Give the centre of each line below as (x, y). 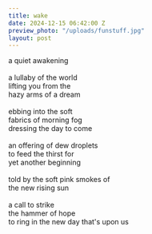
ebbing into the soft (40, 112)
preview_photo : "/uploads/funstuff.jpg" (77, 30)
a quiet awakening (38, 61)
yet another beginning (45, 163)
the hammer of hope (42, 213)
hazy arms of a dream (44, 95)
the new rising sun (39, 188)
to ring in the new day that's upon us (69, 222)
